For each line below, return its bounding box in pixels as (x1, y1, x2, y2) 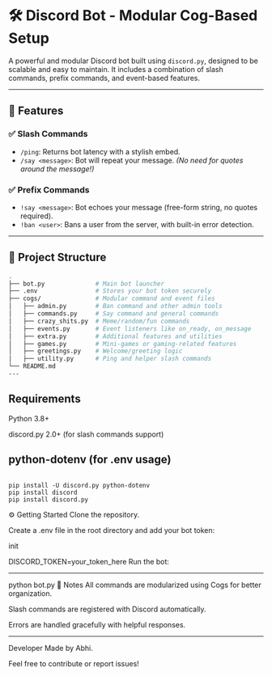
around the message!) (19, 163, 95, 174)
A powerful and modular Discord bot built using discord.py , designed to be (8, 56, 259, 65)
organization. (8, 588, 53, 598)
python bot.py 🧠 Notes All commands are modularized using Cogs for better (8, 580, 261, 589)
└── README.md (8, 362, 57, 370)
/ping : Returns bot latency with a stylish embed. (19, 146, 181, 156)
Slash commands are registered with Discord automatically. (8, 604, 206, 614)
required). (19, 211, 54, 221)
